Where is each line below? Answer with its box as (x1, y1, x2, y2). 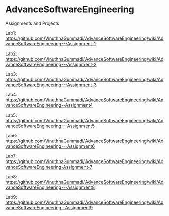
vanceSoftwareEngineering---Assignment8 (5, 184, 95, 190)
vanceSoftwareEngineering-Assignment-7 (5, 164, 93, 170)
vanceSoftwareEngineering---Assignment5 (5, 123, 95, 129)
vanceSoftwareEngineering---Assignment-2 (5, 61, 97, 67)
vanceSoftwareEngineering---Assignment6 (5, 143, 95, 149)
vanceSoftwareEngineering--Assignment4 (5, 102, 93, 108)
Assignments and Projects (5, 20, 59, 26)
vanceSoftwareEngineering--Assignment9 (5, 204, 93, 210)
